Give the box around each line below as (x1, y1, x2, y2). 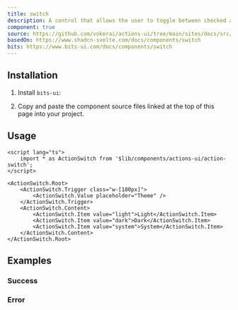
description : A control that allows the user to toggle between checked (7, 17, 227, 24)
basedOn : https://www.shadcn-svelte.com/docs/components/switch (7, 37, 201, 44)
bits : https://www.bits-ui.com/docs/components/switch (7, 43, 173, 50)
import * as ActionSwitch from (20, 155, 113, 162)
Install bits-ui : (17, 88, 62, 96)
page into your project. (17, 109, 85, 117)
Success (7, 275, 38, 285)
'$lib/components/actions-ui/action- (115, 155, 227, 162)
